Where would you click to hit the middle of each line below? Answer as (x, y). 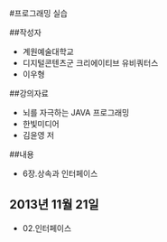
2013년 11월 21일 (54, 205)
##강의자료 (29, 93)
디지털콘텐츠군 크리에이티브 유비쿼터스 (90, 63)
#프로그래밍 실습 (38, 13)
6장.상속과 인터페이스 (60, 173)
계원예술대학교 (48, 51)
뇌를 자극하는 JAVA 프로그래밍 (76, 112)
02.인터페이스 (47, 228)
